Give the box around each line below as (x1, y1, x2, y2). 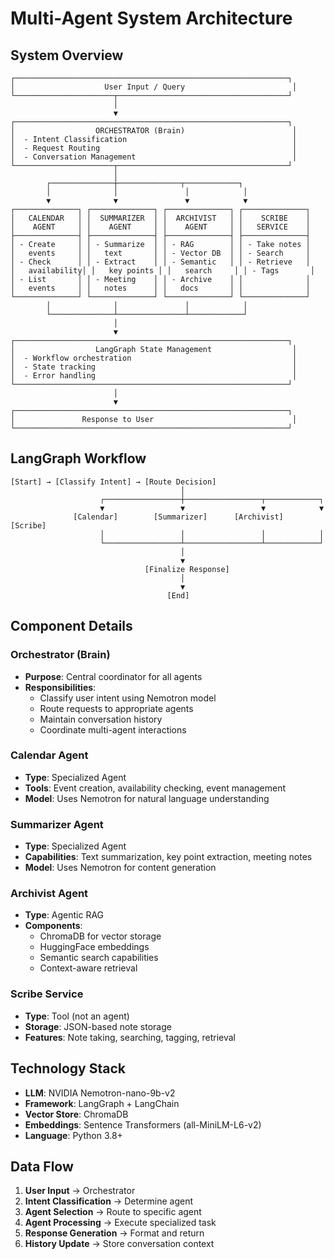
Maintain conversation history (39, 713, 163, 725)
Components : (24, 920, 83, 932)
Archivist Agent (10, 887, 89, 901)
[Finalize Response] (144, 564, 230, 574)
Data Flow (10, 1158, 74, 1175)
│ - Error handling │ (10, 371, 298, 381)
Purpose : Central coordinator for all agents (24, 670, 203, 682)
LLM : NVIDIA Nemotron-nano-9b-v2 (24, 1087, 176, 1099)
